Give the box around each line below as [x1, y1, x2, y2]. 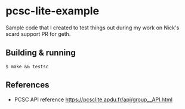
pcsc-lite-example [5, 4, 100, 18]
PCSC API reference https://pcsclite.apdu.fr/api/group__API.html [14, 96, 172, 103]
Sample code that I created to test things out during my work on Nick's [5, 24, 180, 31]
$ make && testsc [5, 63, 49, 69]
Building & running [5, 48, 76, 58]
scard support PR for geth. [5, 30, 71, 37]
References [5, 80, 50, 90]
